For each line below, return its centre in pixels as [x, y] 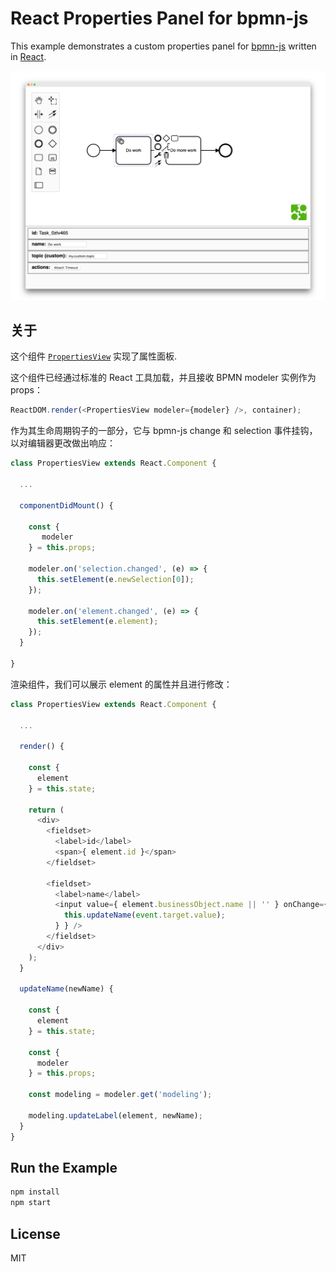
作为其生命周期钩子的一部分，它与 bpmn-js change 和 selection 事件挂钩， [164, 431]
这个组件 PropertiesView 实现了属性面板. [94, 356]
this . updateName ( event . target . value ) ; [144, 915]
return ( [46, 810]
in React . [28, 56]
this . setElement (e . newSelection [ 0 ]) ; [115, 579]
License [35, 1233]
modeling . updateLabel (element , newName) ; [115, 1115]
